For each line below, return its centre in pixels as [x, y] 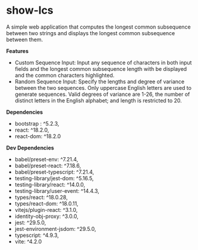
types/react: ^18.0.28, [41, 197]
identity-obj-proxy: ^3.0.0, [47, 216]
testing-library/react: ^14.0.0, [50, 185]
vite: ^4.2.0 [28, 241]
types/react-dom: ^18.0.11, [46, 204]
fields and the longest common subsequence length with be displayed [101, 68]
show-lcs [30, 10]
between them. [25, 39]
